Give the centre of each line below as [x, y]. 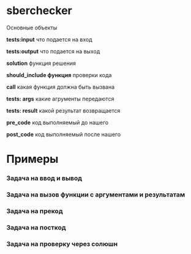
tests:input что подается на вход [50, 39]
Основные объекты [32, 28]
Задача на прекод [35, 211]
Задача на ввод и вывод [44, 178]
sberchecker [39, 11]
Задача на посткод [36, 227]
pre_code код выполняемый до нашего [58, 122]
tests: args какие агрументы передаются [60, 99]
